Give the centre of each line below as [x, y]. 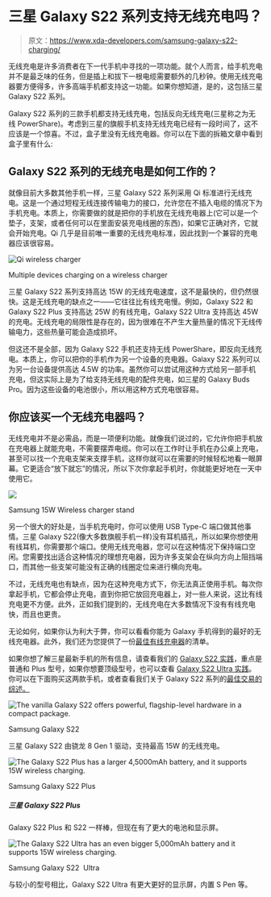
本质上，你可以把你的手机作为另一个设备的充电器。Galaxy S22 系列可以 [141, 359]
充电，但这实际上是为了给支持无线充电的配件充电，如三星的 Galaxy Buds [129, 379]
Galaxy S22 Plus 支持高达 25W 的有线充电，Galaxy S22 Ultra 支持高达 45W [133, 311]
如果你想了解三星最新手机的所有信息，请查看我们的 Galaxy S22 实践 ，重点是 [135, 658]
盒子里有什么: [31, 144]
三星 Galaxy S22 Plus [44, 805]
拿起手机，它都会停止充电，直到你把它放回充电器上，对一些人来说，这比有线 [135, 594]
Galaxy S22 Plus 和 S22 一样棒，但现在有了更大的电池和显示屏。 [116, 827]
